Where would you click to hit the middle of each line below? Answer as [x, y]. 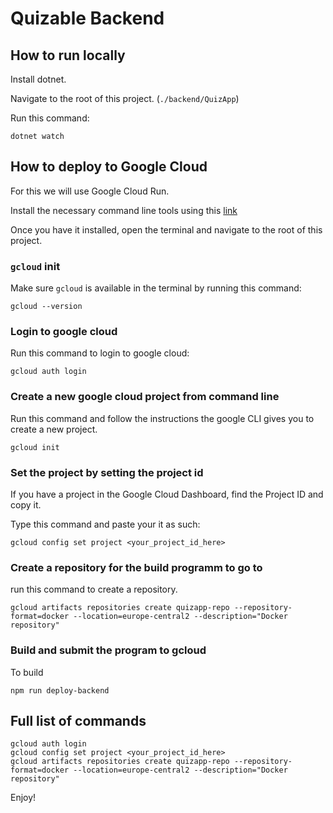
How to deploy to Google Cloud [109, 167]
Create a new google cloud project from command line [145, 397]
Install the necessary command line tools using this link [124, 210]
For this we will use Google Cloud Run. [90, 191]
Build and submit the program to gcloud [108, 650]
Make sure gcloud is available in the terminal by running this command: [156, 288]
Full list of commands [78, 720]
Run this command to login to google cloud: [100, 353]
